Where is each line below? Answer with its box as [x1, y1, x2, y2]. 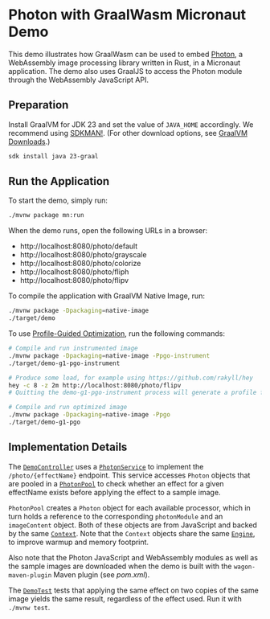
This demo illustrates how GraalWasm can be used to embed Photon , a [8, 49, 243, 59]
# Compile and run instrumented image [8, 344, 138, 353]
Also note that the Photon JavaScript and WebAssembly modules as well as [8, 552, 259, 562]
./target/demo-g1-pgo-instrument [8, 359, 121, 367]
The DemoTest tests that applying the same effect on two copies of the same [8, 585, 259, 595]
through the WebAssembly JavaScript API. [8, 75, 149, 84]
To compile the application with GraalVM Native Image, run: [8, 291, 205, 301]
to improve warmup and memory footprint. [8, 537, 149, 547]
